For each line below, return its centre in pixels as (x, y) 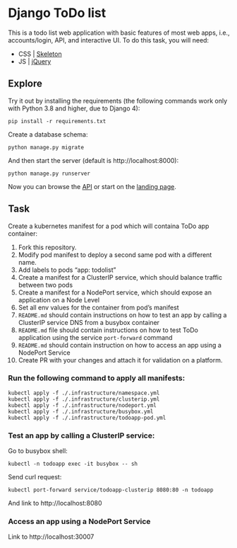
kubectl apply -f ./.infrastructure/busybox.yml (81, 411)
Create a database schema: (48, 134)
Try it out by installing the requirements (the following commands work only (118, 101)
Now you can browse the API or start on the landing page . (92, 186)
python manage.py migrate (46, 147)
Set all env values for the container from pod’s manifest (98, 307)
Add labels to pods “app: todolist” (67, 270)
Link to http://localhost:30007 (51, 537)
